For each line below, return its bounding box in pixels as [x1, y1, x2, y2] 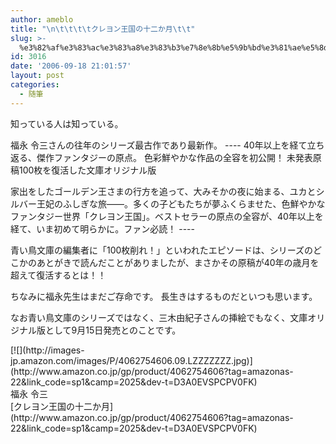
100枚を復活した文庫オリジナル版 [18, 164, 157, 176]
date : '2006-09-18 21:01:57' [10, 61, 132, 71]
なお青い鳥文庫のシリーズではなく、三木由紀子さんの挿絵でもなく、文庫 [10, 311, 308, 323]
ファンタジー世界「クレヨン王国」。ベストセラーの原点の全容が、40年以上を [10, 210, 324, 222]
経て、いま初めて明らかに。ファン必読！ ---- [10, 222, 195, 235]
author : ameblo [10, 14, 74, 25]
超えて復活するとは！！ [10, 269, 107, 281]
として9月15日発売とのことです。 [44, 324, 182, 336]
